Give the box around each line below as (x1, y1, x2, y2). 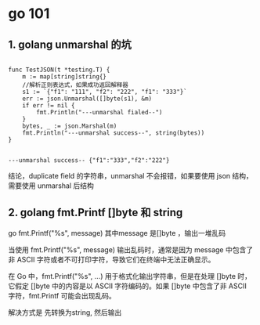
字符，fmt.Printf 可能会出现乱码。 (8, 291, 116, 300)
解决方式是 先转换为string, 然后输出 (8, 307, 122, 317)
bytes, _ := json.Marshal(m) (22, 122, 117, 130)
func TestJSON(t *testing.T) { (8, 66, 110, 74)
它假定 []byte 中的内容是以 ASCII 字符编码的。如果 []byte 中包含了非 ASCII (8, 281, 247, 291)
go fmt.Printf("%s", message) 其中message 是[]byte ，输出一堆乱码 (8, 228, 226, 237)
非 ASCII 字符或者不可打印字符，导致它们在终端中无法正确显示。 (8, 255, 215, 264)
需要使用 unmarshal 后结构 (8, 181, 94, 190)
